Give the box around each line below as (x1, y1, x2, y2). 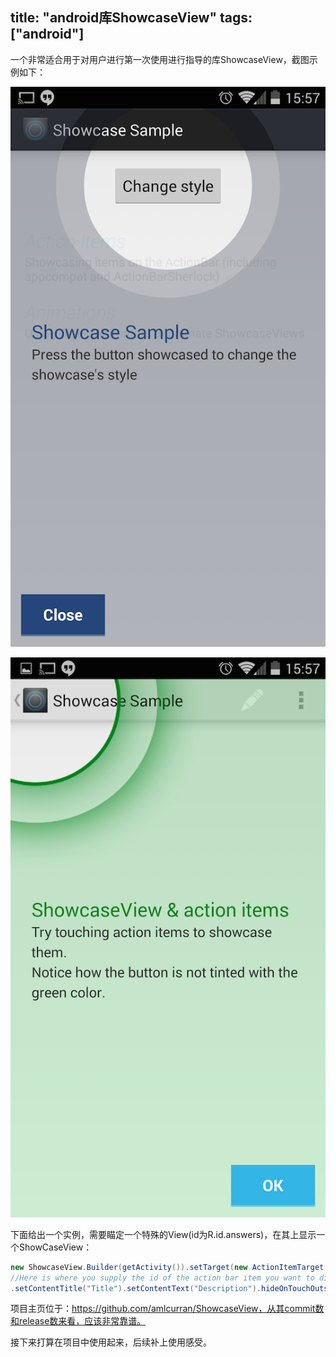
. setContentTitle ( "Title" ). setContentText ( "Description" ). (10, 1283, 262, 1293)
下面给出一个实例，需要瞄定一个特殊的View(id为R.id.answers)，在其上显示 (10, 1228, 317, 1240)
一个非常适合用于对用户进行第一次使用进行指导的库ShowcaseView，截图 (10, 53, 310, 65)
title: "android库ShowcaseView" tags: (10, 9, 253, 27)
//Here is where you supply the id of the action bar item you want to (10, 1273, 315, 1283)
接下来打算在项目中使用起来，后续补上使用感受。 (10, 1336, 212, 1348)
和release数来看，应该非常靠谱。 (10, 1315, 147, 1327)
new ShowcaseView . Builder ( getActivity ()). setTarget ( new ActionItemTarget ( (10, 1262, 329, 1272)
